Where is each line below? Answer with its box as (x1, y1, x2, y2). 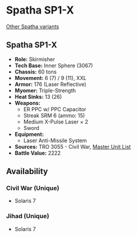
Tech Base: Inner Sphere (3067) (14, 62, 93, 69)
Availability (6, 166, 48, 176)
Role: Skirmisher (14, 55, 55, 62)
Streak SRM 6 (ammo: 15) (23, 112, 85, 119)
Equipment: (14, 131, 44, 138)
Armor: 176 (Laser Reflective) (14, 81, 86, 88)
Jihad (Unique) (6, 212, 50, 221)
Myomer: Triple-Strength (14, 86, 76, 94)
